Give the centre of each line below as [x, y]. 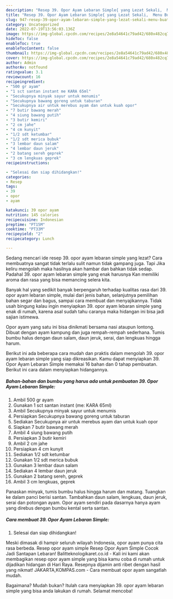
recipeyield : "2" [24, 234]
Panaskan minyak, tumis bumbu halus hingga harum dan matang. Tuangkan [86, 492]
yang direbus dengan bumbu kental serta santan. [58, 508]
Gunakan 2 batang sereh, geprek [48, 476]
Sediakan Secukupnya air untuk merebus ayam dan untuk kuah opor [85, 421]
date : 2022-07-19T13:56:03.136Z [40, 29]
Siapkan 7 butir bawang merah [46, 427]
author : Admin [21, 63]
